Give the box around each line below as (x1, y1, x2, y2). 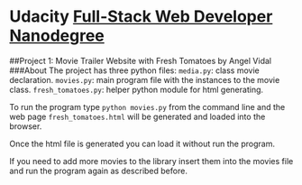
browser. (9, 120, 42, 132)
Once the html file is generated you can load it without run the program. (9, 138, 275, 149)
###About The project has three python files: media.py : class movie (9, 65, 260, 76)
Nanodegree (9, 25, 105, 46)
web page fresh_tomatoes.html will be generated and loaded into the (9, 111, 266, 122)
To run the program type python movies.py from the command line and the (9, 101, 286, 112)
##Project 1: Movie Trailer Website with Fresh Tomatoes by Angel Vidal (9, 55, 272, 66)
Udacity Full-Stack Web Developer (9, 6, 273, 27)
